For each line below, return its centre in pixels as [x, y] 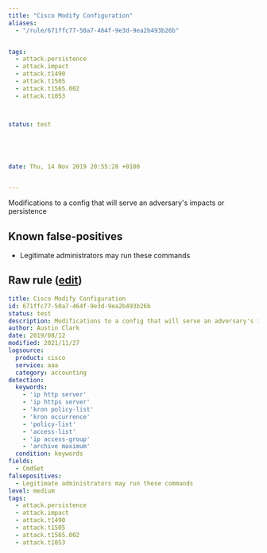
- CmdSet [30, 469]
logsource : [26, 350]
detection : [26, 380]
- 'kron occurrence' [56, 417]
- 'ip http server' [55, 395]
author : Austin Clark [44, 328]
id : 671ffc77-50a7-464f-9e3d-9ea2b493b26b [79, 306]
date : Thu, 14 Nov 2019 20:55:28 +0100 [74, 166]
